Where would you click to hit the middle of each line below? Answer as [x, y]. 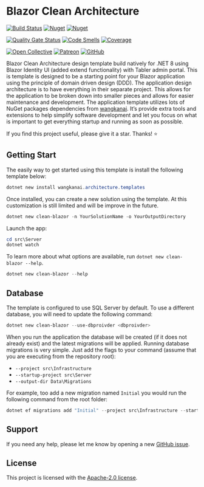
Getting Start [31, 155]
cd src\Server [24, 239]
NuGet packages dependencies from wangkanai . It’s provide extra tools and [101, 108]
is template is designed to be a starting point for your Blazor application [96, 76]
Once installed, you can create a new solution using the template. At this [97, 199]
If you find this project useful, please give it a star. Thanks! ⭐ [82, 133]
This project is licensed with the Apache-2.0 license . [72, 478]
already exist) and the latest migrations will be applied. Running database [98, 343]
